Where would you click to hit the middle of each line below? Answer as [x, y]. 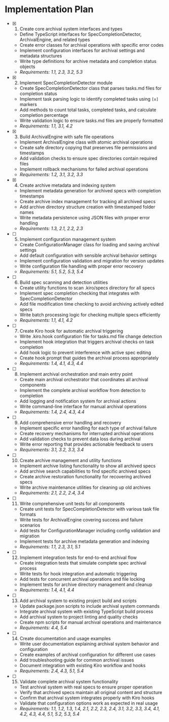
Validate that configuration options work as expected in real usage [89, 703]
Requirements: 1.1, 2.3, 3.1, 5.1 [50, 546]
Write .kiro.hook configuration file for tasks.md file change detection [91, 336]
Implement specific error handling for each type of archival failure [88, 428]
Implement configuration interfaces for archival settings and [82, 50]
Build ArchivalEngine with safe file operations [67, 137]
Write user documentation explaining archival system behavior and [89, 644]
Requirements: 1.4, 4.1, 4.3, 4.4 [51, 363]
